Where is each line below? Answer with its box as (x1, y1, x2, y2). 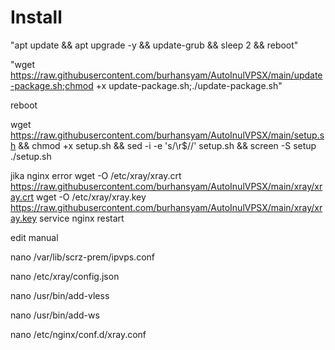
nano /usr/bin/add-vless (10, 289, 110, 301)
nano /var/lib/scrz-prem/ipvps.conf (10, 251, 155, 263)
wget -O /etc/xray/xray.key (35, 191, 147, 203)
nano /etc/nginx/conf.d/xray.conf (10, 328, 147, 340)
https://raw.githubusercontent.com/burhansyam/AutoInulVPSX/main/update (10, 69, 323, 81)
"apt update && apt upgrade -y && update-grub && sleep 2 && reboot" (10, 39, 299, 51)
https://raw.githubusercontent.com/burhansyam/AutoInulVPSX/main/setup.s (10, 129, 325, 141)
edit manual (10, 231, 59, 243)
